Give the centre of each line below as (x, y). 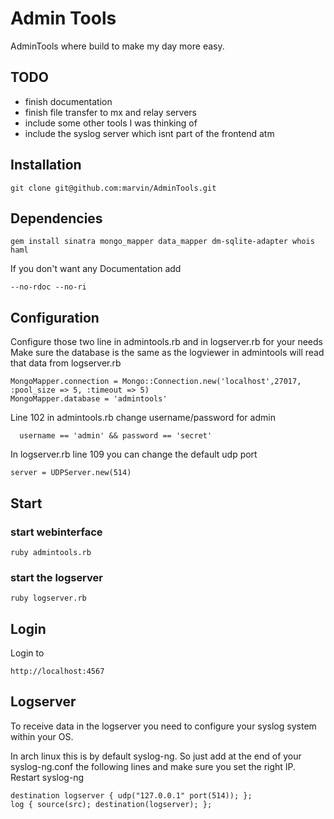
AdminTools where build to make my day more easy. (117, 46)
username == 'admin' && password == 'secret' (116, 436)
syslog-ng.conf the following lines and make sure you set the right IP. (153, 766)
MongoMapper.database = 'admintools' (89, 399)
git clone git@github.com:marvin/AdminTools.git (113, 188)
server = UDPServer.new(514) (71, 473)
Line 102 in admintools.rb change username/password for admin (143, 418)
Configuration (55, 317)
